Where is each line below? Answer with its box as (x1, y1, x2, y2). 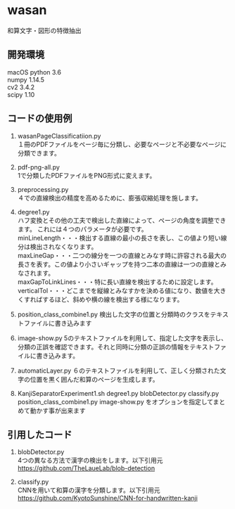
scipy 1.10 (7, 90, 35, 98)
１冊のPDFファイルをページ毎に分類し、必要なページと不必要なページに (17, 140, 227, 148)
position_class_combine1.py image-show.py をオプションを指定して (17, 397, 213, 406)
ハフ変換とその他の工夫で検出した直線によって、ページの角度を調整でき (17, 216, 227, 224)
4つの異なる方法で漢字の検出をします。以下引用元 (17, 456, 163, 465)
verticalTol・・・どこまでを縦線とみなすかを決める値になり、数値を (17, 286, 215, 295)
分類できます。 (17, 148, 61, 157)
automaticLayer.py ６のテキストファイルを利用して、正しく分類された (17, 366, 220, 375)
